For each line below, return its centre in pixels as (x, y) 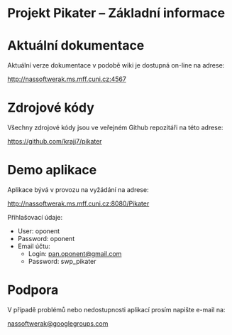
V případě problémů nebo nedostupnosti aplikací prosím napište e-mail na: (116, 309)
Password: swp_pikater (62, 261)
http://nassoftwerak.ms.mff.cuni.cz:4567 (67, 79)
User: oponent (39, 231)
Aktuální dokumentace (76, 46)
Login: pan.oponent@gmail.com (75, 254)
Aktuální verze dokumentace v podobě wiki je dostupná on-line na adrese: (116, 65)
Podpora (33, 290)
